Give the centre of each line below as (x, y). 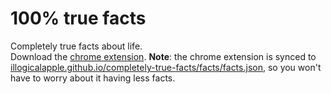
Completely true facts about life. (76, 46)
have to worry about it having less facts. (93, 78)
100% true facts (78, 18)
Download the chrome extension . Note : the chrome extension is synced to (163, 56)
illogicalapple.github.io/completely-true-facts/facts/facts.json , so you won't (166, 67)
